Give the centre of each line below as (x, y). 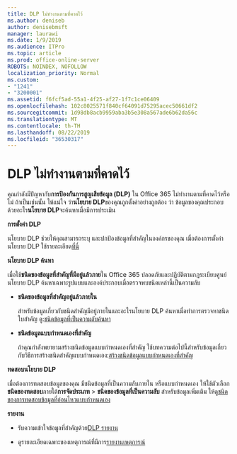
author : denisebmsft (38, 27)
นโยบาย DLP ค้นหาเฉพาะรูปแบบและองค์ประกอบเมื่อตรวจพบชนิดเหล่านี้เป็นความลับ (104, 283)
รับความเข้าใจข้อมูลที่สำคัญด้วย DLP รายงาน (68, 428)
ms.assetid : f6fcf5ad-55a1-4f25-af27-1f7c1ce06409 (83, 100)
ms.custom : (23, 80)
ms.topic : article (34, 54)
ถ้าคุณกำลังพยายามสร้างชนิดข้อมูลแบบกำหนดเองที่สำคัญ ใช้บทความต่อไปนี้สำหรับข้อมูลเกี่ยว (122, 347)
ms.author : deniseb (36, 21)
